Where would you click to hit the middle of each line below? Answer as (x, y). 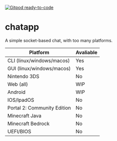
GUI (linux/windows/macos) (39, 68)
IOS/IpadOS (21, 100)
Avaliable (87, 52)
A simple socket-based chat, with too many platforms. (59, 40)
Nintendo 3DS (23, 76)
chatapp (22, 27)
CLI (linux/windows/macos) (39, 61)
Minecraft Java (24, 115)
